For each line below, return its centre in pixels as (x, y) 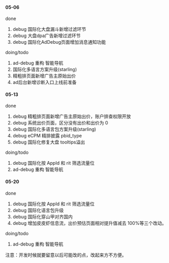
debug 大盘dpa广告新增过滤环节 (47, 36)
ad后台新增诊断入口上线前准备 (45, 82)
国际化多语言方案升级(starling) (45, 69)
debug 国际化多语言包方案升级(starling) (54, 129)
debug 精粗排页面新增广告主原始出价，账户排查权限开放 (72, 116)
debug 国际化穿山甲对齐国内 (43, 217)
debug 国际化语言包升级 (38, 210)
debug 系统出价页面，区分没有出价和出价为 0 (60, 123)
